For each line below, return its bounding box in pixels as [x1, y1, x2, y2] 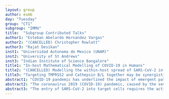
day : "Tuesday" [5, 16, 37, 21]
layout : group [5, 7, 35, 12]
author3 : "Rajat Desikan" [5, 44, 59, 49]
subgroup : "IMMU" [5, 26, 42, 31]
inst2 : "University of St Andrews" [5, 53, 80, 59]
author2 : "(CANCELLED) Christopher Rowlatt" [5, 40, 100, 45]
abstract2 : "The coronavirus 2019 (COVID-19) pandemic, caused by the [5, 81, 156, 86]
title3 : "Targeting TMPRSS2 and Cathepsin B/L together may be [5, 72, 141, 77]
